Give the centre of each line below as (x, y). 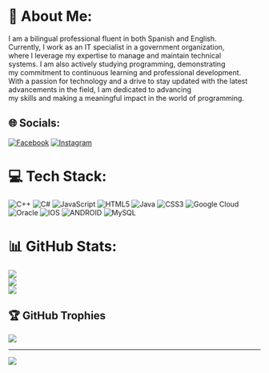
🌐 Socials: (34, 123)
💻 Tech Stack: (58, 176)
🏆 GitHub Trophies (57, 316)
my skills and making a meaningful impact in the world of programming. (126, 98)
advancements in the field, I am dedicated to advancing (100, 89)
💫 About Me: (50, 16)
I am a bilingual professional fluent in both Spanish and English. (112, 38)
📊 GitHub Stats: (63, 246)
